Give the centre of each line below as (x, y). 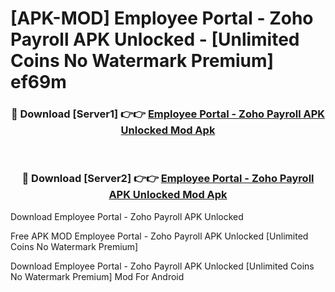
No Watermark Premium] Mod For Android (97, 276)
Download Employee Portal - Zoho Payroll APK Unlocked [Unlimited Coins (162, 266)
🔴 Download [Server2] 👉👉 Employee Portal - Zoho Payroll (168, 179)
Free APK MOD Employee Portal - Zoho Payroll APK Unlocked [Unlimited (159, 236)
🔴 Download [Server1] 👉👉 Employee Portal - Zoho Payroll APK (168, 114)
